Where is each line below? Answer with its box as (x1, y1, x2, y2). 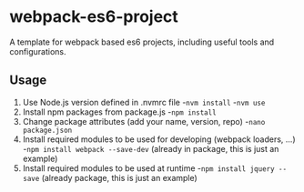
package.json (22, 126, 73, 135)
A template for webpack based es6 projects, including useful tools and (9, 36, 275, 47)
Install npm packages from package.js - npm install (22, 106, 217, 117)
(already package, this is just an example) (41, 172, 198, 183)
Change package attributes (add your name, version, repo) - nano (22, 116, 266, 126)
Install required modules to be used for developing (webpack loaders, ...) (22, 134, 296, 145)
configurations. (9, 45, 66, 56)
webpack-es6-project (9, 6, 179, 27)
